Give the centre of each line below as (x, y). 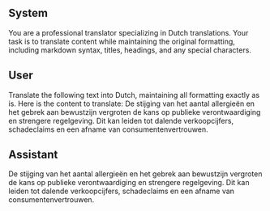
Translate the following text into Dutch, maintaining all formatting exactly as (134, 95)
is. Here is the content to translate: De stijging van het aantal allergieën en (132, 103)
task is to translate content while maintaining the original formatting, (122, 41)
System (28, 13)
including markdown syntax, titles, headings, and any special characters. (130, 50)
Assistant (33, 155)
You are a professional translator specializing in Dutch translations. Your (129, 32)
